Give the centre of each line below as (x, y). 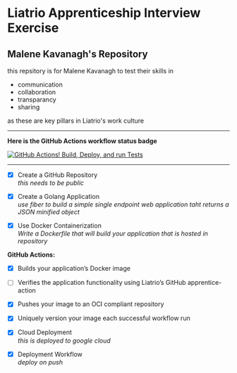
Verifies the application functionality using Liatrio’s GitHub (102, 283)
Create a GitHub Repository (57, 175)
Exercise (33, 28)
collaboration (37, 92)
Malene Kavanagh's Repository (78, 54)
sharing (29, 107)
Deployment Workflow (50, 354)
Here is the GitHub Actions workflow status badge (82, 141)
